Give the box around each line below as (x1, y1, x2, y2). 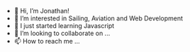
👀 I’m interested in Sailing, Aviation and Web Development (13, 14, 183, 22)
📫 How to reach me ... (13, 37, 80, 45)
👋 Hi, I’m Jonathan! (13, 7, 69, 15)
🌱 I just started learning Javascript (13, 22, 115, 30)
